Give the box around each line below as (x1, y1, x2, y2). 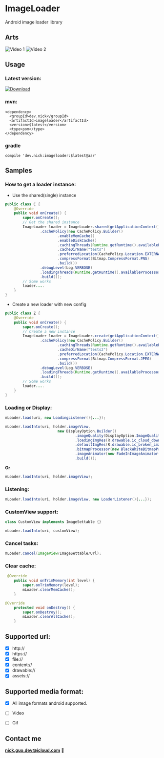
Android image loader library (5, 19, 62, 25)
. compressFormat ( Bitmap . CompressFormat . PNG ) (57, 256, 150, 261)
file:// (12, 656, 23, 662)
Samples (5, 167, 33, 175)
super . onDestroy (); (22, 609, 62, 615)
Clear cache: (5, 563, 36, 569)
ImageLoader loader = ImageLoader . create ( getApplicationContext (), (22, 333, 163, 339)
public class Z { (5, 311, 41, 316)
